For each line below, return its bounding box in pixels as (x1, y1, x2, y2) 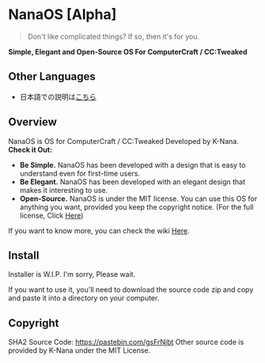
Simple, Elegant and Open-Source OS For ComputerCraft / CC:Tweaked (8, 47, 248, 56)
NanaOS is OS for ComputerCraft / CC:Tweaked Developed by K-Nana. (8, 136, 239, 146)
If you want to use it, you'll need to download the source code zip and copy (8, 285, 254, 294)
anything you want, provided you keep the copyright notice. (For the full (19, 202, 254, 211)
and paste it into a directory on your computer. (8, 293, 160, 303)
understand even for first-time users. (19, 168, 141, 178)
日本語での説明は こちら (19, 92, 97, 101)
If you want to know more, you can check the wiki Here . (8, 225, 190, 235)
